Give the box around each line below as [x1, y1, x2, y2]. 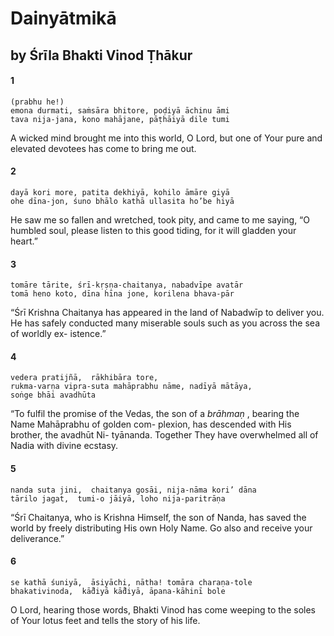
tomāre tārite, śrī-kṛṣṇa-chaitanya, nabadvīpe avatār [10, 280, 244, 291]
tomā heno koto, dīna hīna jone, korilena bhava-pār [10, 289, 235, 299]
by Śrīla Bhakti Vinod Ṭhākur [10, 47, 193, 64]
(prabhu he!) [10, 97, 65, 107]
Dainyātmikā [10, 7, 117, 30]
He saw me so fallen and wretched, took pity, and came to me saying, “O [10, 213, 310, 226]
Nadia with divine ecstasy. [10, 440, 119, 452]
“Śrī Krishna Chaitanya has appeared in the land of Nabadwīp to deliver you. [10, 307, 325, 319]
